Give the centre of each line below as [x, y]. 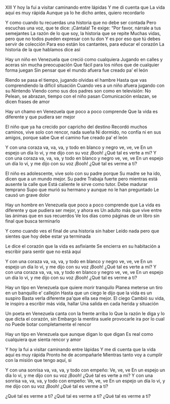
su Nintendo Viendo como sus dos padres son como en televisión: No [78, 91]
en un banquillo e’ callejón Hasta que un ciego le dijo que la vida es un [79, 293]
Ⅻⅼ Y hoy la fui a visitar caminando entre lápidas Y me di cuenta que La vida [85, 7]
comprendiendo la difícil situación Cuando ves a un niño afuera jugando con [85, 85]
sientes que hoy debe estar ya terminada [48, 236]
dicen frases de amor [27, 102]
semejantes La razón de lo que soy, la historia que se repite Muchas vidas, [83, 33]
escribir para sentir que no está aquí [43, 252]
